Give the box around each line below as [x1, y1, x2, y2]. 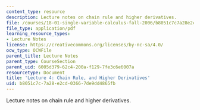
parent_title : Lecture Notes [6, 53, 79, 59]
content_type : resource [6, 8, 65, 15]
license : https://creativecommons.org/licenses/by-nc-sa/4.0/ [6, 42, 164, 48]
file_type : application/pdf [6, 25, 76, 32]
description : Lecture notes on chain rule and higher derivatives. [6, 14, 177, 20]
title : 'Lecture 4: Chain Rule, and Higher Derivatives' [6, 75, 151, 81]
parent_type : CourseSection [6, 58, 76, 64]
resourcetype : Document [6, 70, 65, 76]
